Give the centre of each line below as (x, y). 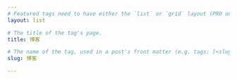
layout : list (26, 20)
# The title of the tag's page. (55, 33)
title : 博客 (24, 39)
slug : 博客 (22, 59)
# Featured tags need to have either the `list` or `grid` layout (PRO (115, 14)
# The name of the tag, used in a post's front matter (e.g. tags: (109, 52)
